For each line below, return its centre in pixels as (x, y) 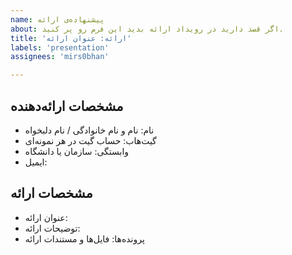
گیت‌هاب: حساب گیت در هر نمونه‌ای (90, 140)
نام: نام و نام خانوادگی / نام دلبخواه (89, 130)
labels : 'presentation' (60, 47)
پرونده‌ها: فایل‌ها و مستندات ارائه (84, 238)
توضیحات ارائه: (52, 228)
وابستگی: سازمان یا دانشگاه (77, 151)
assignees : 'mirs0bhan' (60, 57)
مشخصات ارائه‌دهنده (67, 106)
